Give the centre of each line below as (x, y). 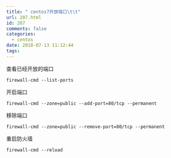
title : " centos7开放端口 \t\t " (43, 12)
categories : (21, 34)
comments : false (26, 29)
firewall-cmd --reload (34, 150)
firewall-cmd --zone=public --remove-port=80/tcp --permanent (85, 127)
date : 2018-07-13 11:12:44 (40, 46)
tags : (13, 51)
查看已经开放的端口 (30, 68)
